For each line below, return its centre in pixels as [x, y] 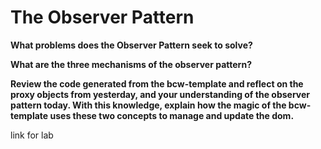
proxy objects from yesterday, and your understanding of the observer [160, 94]
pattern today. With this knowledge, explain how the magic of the [148, 105]
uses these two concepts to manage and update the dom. [172, 115]
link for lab [32, 135]
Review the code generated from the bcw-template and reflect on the [157, 83]
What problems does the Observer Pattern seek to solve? [131, 45]
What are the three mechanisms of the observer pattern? [131, 64]
